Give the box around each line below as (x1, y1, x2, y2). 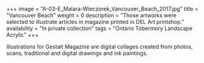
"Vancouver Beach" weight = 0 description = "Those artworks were (6, 12, 177, 19)
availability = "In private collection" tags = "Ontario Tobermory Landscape (6, 24, 193, 32)
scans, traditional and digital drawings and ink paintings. (6, 50, 148, 57)
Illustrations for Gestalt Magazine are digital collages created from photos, (6, 43, 193, 50)
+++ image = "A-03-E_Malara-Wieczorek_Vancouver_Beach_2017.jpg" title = (6, 6, 199, 12)
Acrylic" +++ (6, 31, 38, 39)
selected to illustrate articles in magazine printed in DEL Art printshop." (6, 18, 184, 25)
